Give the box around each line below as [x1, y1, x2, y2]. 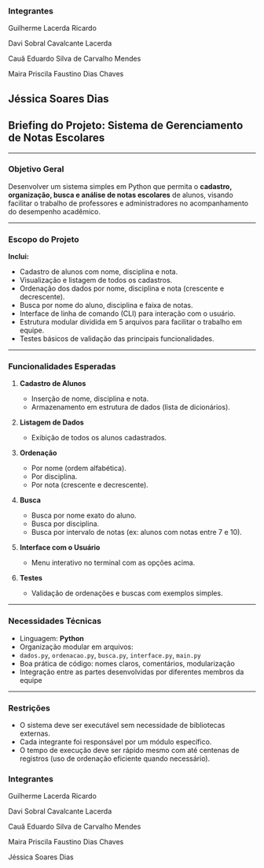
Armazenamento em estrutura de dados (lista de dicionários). [31, 402, 230, 412]
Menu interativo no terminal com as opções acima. [31, 558, 196, 568]
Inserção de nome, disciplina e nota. [31, 394, 149, 403]
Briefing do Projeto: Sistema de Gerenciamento [8, 119, 244, 132]
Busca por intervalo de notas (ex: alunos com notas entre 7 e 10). [31, 528, 242, 537]
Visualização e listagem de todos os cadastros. [19, 276, 173, 285]
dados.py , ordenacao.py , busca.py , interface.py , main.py [19, 650, 202, 659]
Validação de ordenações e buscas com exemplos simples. [31, 588, 223, 598]
